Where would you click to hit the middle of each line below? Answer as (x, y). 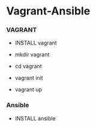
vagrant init (29, 78)
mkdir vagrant (32, 55)
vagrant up (28, 90)
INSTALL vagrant (36, 43)
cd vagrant (28, 66)
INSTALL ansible (35, 118)
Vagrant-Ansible (48, 11)
